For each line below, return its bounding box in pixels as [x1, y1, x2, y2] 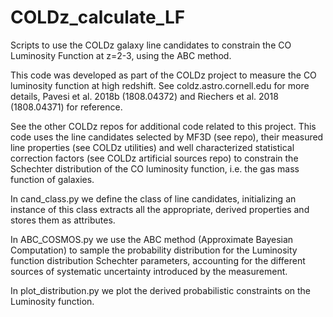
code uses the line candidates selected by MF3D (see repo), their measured [10, 131, 324, 143]
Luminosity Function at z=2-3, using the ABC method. [10, 49, 232, 61]
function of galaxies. [10, 173, 95, 185]
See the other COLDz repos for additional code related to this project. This [10, 120, 317, 132]
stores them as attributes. [10, 214, 116, 226]
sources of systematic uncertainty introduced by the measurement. [10, 265, 288, 277]
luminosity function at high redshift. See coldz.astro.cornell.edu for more [10, 79, 310, 91]
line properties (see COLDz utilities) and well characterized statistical [10, 141, 295, 153]
